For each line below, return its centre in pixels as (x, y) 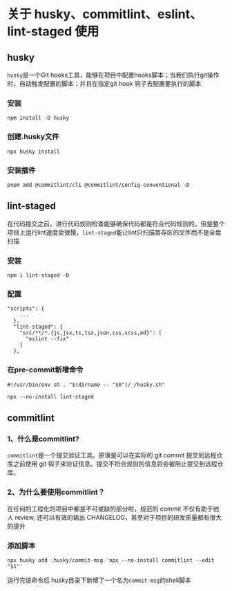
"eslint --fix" (47, 339)
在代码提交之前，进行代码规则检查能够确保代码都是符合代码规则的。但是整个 (116, 224)
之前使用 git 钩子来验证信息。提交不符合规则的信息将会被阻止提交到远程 (115, 464)
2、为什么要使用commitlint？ (56, 492)
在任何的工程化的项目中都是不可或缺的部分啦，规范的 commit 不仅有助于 (110, 509)
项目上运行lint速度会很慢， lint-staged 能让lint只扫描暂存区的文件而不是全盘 (115, 232)
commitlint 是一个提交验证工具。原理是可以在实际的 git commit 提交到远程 (112, 455)
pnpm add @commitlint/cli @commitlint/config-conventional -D (98, 185)
